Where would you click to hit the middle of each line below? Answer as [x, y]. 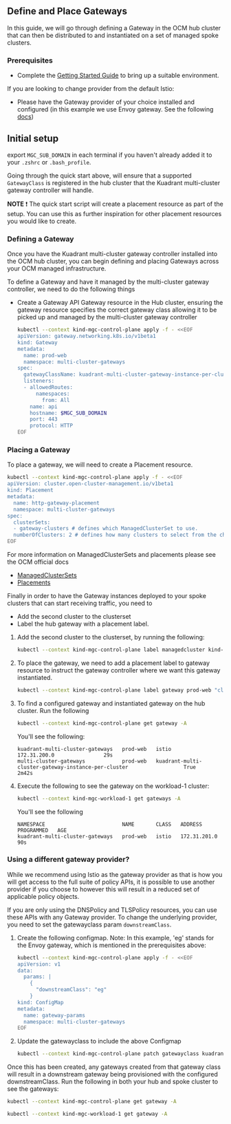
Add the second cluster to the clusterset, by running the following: [111, 637]
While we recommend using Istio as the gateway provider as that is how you [115, 874]
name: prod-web [45, 355]
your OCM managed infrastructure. [57, 268]
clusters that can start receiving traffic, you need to [80, 603]
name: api [44, 406]
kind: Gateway [37, 342]
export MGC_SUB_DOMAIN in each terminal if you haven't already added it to [110, 155]
